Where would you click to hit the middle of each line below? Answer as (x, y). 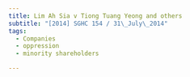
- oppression (38, 46)
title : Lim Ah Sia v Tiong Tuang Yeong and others (95, 16)
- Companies (36, 38)
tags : (17, 31)
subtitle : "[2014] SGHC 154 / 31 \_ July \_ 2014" (88, 24)
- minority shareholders (57, 53)
